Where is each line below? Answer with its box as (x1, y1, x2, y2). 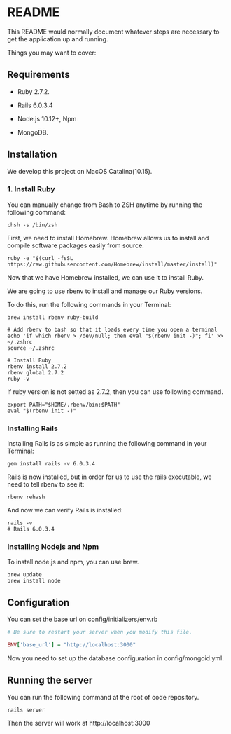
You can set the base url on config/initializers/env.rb (7, 615, 158, 624)
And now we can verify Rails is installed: (7, 506, 124, 515)
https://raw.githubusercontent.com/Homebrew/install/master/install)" (7, 261, 218, 268)
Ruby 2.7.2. (17, 87, 50, 95)
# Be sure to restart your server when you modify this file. (7, 629, 192, 636)
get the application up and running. (7, 34, 108, 43)
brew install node (7, 578, 61, 585)
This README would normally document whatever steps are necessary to (7, 27, 220, 36)
